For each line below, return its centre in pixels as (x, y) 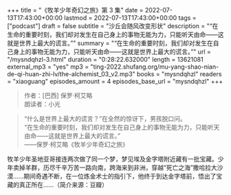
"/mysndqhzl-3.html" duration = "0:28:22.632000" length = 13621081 (106, 59)
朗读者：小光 (42, 104)
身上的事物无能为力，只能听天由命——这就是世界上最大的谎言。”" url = (112, 51)
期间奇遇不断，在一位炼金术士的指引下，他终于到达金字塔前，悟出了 (120, 176)
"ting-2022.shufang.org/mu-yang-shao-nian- (155, 67)
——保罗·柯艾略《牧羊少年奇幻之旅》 (76, 144)
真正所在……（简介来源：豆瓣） (64, 185)
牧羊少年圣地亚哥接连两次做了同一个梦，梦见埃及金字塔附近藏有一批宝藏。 (112, 159)
